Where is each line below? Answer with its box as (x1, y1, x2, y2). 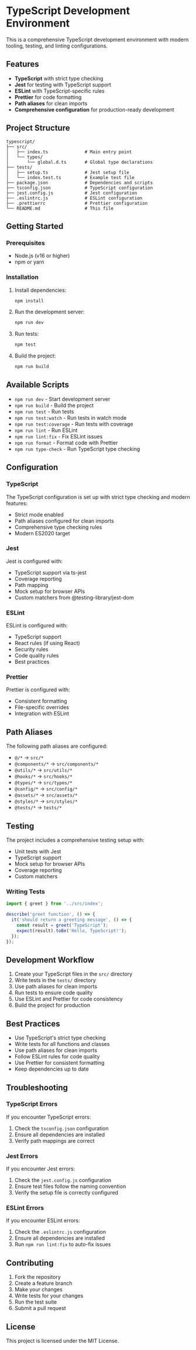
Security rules (14, 646, 49, 653)
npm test (14, 342, 36, 347)
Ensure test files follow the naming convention (14, 1183, 126, 1190)
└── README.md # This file (6, 205, 114, 211)
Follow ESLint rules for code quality (14, 1053, 100, 1060)
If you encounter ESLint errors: (6, 1217, 80, 1224)
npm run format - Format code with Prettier (14, 439, 118, 446)
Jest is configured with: (6, 558, 63, 565)
